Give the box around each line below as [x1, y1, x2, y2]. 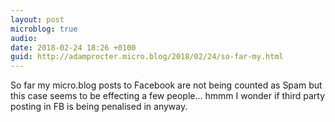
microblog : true [10, 24, 78, 34]
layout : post [10, 14, 65, 25]
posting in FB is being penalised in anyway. [10, 101, 188, 113]
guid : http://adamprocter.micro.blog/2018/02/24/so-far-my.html [10, 52, 284, 62]
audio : [10, 33, 38, 43]
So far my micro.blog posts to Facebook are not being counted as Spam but [10, 79, 323, 91]
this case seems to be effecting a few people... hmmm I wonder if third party [10, 90, 326, 102]
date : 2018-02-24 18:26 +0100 [10, 42, 137, 53]
